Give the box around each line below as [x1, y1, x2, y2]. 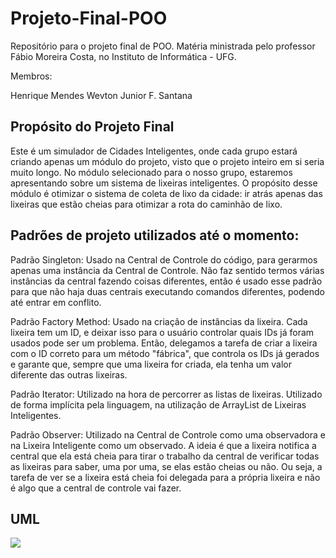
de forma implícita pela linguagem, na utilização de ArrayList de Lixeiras [10, 398, 307, 411]
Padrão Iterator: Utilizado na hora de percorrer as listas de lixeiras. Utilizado [10, 388, 323, 400]
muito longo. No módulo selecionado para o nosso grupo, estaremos [10, 166, 293, 178]
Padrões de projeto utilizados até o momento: [10, 227, 300, 244]
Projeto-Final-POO [10, 7, 168, 30]
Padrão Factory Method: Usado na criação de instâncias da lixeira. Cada [10, 315, 308, 327]
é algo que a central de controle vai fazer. [10, 482, 182, 494]
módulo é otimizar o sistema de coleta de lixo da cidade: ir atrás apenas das [10, 187, 323, 199]
